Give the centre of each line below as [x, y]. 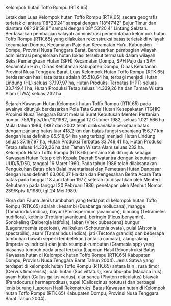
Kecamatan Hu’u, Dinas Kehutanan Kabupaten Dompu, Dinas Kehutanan [81, 66]
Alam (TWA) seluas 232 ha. [34, 94]
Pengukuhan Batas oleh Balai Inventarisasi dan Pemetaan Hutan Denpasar [83, 169]
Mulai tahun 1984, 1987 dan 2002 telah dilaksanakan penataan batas [77, 125]
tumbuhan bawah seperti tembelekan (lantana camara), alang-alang [77, 239]
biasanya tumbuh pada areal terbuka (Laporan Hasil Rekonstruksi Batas [80, 250]
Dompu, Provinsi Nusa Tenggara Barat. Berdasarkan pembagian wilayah [81, 50]
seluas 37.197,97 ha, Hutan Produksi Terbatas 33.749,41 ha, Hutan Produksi [84, 141]
